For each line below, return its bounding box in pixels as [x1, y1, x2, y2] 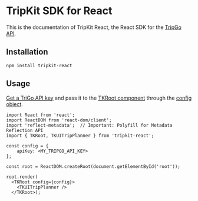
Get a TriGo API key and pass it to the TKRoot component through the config [6, 94, 192, 101]
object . [6, 100, 24, 107]
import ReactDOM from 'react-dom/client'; [6, 117, 112, 123]
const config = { [6, 143, 49, 149]
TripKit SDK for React [6, 4, 113, 18]
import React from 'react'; [6, 112, 75, 118]
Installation [6, 47, 48, 57]
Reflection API [6, 127, 44, 133]
